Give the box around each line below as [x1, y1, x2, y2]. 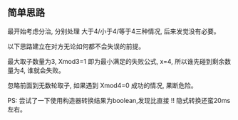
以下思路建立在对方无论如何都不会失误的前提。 [7, 42, 145, 50]
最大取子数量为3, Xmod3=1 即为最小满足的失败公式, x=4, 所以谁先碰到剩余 [7, 57, 225, 65]
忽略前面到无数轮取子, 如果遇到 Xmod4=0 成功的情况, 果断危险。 [7, 81, 197, 89]
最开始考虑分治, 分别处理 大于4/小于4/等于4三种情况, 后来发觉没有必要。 [7, 27, 221, 36]
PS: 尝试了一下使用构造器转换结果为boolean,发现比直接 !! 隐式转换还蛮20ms [7, 96, 231, 104]
